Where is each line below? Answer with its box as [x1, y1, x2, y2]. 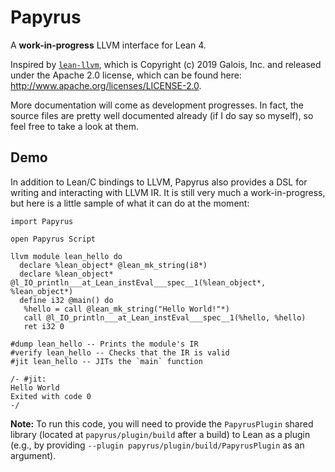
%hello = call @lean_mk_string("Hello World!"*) [23, 304, 230, 314]
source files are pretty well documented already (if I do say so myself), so [10, 109, 314, 121]
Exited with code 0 [10, 391, 92, 401]
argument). [10, 449, 57, 461]
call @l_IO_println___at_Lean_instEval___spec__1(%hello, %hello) [23, 312, 307, 323]
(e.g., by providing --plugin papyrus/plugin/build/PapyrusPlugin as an [10, 439, 305, 451]
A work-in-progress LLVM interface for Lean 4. [10, 39, 207, 51]
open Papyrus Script [10, 234, 97, 244]
